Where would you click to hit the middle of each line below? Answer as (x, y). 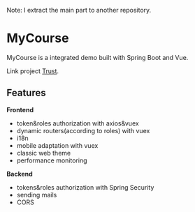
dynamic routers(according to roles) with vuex (83, 130)
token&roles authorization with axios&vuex (78, 123)
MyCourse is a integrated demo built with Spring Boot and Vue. (97, 57)
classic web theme (44, 153)
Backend (20, 174)
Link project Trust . (33, 71)
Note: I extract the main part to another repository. (79, 10)
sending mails (37, 195)
